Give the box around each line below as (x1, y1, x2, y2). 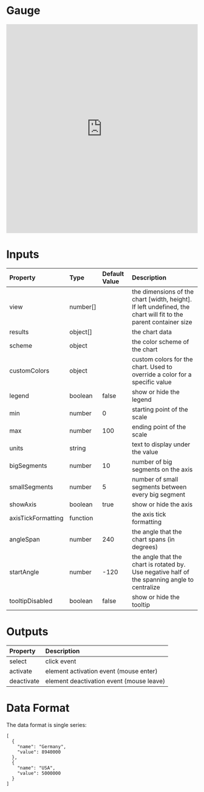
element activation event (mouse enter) (45, 667, 158, 675)
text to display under (131, 440, 191, 449)
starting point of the (131, 405, 188, 413)
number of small (131, 475, 178, 483)
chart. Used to (131, 362, 173, 371)
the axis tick (131, 510, 166, 518)
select (9, 657, 27, 666)
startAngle (9, 568, 39, 576)
